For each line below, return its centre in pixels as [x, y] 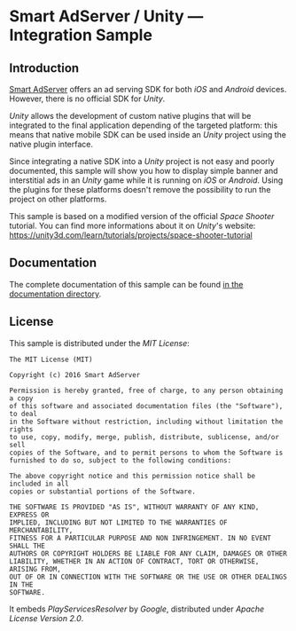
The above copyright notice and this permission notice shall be [132, 476]
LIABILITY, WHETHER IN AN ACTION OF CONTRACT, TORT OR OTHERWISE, [134, 561]
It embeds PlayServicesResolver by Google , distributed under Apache [137, 609]
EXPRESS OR [29, 515]
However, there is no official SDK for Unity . [87, 99]
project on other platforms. [58, 199]
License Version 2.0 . [47, 618]
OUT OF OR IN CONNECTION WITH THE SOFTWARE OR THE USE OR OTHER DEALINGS [148, 577]
